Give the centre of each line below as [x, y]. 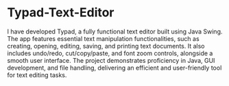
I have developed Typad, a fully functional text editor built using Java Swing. [115, 31]
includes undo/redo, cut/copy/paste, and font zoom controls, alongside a [110, 53]
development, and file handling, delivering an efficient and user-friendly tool [114, 68]
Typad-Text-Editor [61, 13]
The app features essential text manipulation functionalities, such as [104, 38]
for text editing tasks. [37, 75]
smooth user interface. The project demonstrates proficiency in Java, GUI [111, 60]
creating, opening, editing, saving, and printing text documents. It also [106, 46]
